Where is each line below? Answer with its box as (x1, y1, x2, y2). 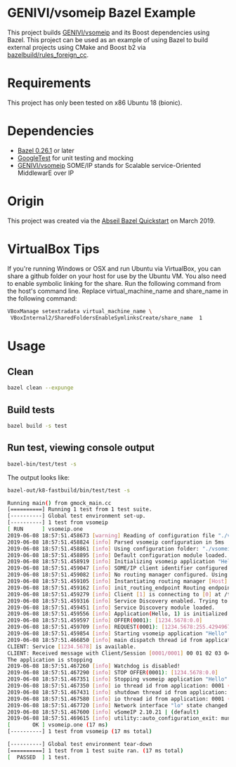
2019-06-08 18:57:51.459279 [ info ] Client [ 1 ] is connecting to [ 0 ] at (7, 591, 221, 598)
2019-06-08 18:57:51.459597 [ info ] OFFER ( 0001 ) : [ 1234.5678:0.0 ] (7, 617, 202, 624)
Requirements (7, 75, 91, 91)
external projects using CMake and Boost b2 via (7, 43, 146, 51)
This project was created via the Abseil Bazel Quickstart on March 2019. (7, 216, 216, 225)
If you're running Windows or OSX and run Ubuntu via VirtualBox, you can (7, 264, 221, 273)
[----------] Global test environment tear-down (7, 741, 152, 748)
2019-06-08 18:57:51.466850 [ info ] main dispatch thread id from (7, 636, 202, 643)
